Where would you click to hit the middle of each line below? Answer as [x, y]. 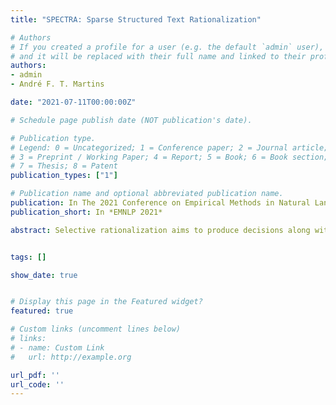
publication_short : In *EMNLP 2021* [86, 212]
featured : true [42, 311]
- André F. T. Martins [57, 84]
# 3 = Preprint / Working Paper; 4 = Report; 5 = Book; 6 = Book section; [169, 157]
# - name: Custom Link [57, 347]
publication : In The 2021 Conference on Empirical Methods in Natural [160, 203]
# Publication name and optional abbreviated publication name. [147, 194]
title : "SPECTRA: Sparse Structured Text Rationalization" [136, 19]
